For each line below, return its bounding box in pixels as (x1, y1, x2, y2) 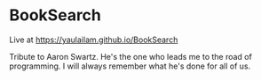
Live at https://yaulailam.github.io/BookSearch (9, 34, 178, 45)
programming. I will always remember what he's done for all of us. (9, 61, 251, 71)
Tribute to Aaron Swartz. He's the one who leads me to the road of (9, 51, 253, 62)
